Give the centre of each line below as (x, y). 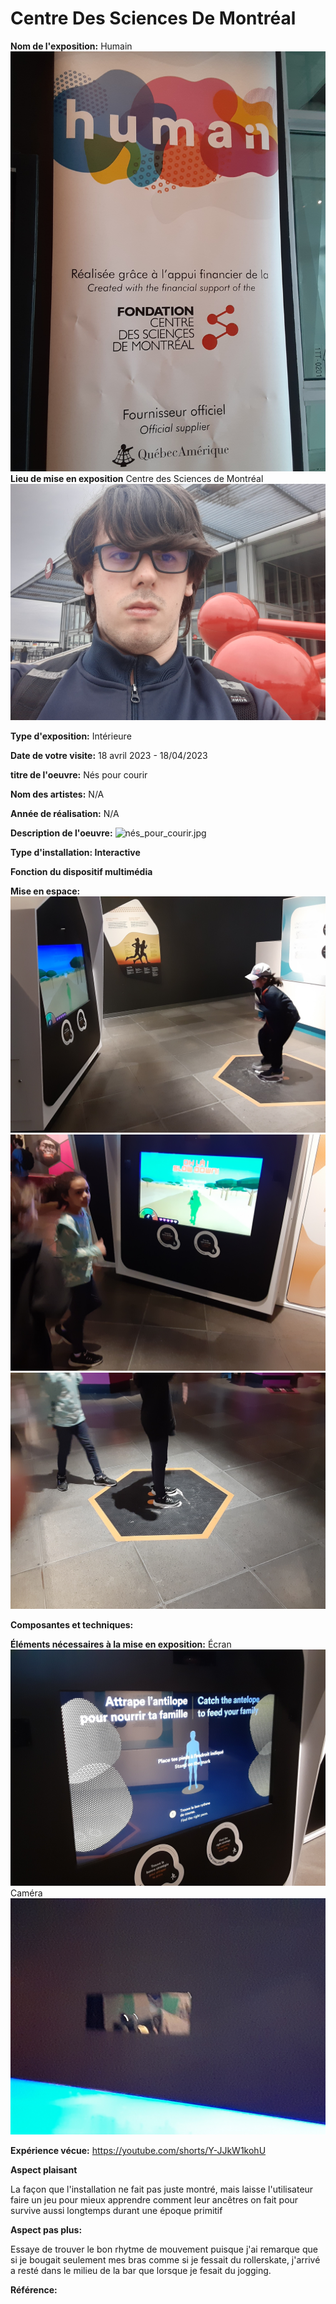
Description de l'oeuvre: (61, 833)
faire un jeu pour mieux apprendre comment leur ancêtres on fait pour (154, 2200)
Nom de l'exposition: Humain (71, 46)
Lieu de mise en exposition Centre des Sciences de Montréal (137, 478)
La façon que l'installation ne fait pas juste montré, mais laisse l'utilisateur (162, 2189)
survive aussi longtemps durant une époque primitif (116, 2211)
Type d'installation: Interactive (75, 853)
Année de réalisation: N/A (65, 814)
